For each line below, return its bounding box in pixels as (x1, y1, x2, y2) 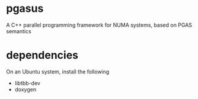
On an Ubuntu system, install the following (6, 68, 110, 75)
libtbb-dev (14, 79, 40, 87)
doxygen (14, 85, 37, 93)
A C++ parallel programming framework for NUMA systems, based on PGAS (6, 21, 193, 28)
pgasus (6, 2, 44, 15)
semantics (6, 27, 31, 34)
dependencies (6, 49, 79, 62)
